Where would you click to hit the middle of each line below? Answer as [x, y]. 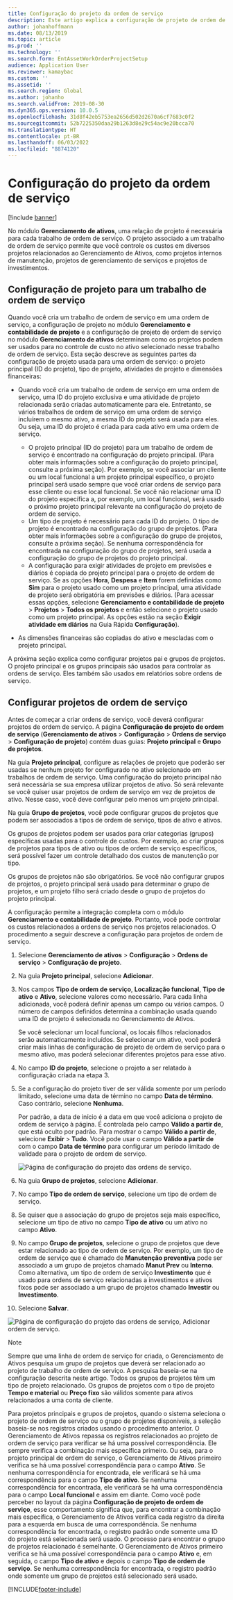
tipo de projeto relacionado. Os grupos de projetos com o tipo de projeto [111, 1385]
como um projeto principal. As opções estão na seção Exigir [115, 617]
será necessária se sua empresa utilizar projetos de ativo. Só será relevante [116, 784]
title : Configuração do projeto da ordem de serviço [86, 14]
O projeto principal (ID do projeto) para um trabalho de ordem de [121, 447]
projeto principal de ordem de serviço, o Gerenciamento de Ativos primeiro [115, 1458]
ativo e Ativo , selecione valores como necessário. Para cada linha [112, 996]
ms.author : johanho [36, 98]
